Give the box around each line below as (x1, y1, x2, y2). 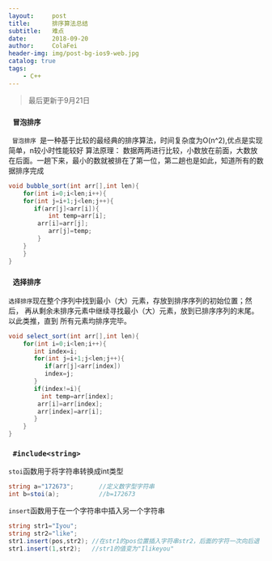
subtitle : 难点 (8, 27, 65, 35)
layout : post (8, 11, 67, 20)
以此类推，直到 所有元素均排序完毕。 (8, 316, 131, 325)
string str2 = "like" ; (8, 529, 79, 538)
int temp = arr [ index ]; (40, 392, 114, 401)
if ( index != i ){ (33, 385, 82, 393)
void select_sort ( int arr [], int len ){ (8, 332, 139, 340)
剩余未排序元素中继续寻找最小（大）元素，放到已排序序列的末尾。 (38, 305, 259, 316)
